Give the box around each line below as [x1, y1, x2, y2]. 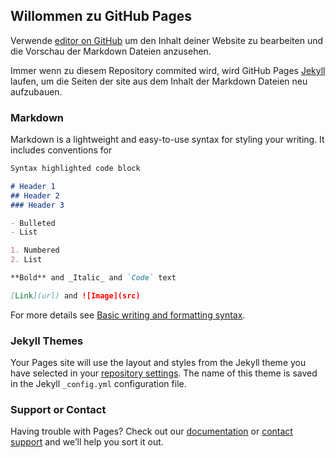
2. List [10, 255, 43, 265]
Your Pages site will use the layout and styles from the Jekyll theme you [10, 357, 307, 369]
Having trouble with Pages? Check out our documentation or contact [10, 425, 293, 438]
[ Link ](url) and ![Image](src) [10, 290, 141, 301]
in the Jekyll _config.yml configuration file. [10, 378, 187, 390]
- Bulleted [10, 218, 56, 228]
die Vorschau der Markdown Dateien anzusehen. [10, 45, 212, 57]
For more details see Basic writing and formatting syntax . [10, 309, 246, 321]
